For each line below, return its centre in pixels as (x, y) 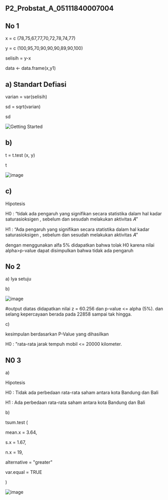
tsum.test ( (17, 422)
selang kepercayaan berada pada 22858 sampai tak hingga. (69, 314)
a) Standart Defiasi (36, 84)
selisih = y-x (18, 58)
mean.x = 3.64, (21, 432)
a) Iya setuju (18, 279)
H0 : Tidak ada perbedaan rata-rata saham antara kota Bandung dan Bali (82, 393)
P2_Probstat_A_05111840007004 (60, 8)
